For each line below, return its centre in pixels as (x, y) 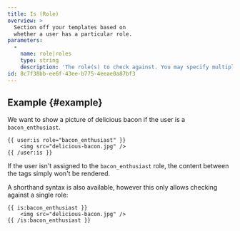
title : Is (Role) (33, 14)
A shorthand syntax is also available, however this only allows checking (112, 188)
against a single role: (38, 195)
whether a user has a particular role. (73, 34)
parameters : (25, 41)
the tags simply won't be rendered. (59, 174)
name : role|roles (46, 54)
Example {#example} (55, 102)
